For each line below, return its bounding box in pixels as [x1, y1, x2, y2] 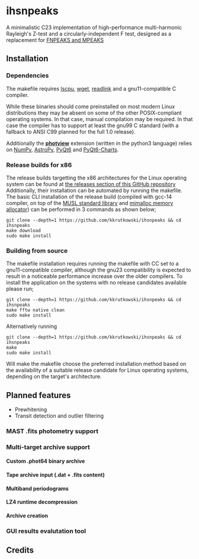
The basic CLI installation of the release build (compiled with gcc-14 [6, 193, 172, 200]
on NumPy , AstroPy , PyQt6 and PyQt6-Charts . [6, 146, 119, 153]
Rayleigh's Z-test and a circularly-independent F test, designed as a [6, 30, 172, 37]
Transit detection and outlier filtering [14, 412, 104, 419]
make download [6, 228, 41, 233]
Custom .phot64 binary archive [6, 457, 85, 465]
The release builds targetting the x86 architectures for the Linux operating [6, 174, 187, 181]
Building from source [6, 247, 68, 255]
